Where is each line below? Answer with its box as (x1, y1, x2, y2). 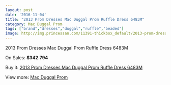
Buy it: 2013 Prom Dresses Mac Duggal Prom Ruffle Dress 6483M (5, 64, 143, 70)
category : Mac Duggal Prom (5, 21, 63, 27)
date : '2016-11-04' (5, 12, 47, 17)
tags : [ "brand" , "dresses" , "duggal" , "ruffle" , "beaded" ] (5, 26, 124, 31)
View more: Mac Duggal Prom (5, 74, 68, 80)
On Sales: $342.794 (5, 55, 48, 61)
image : (5, 31, 19, 36)
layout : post (5, 7, 33, 13)
